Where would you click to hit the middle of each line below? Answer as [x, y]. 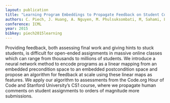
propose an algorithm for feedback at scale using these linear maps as [79, 74]
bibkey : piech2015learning [34, 33]
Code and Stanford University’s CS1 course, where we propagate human [81, 85]
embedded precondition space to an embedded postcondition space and [81, 69]
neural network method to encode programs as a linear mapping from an [81, 64]
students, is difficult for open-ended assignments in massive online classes [84, 53]
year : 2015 [17, 29]
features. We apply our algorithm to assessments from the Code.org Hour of [85, 80]
